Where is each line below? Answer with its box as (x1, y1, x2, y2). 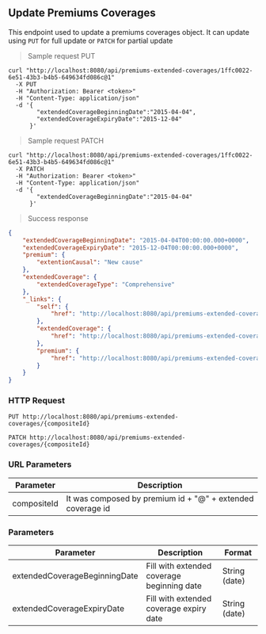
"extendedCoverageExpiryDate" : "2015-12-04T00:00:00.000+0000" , (22, 243, 239, 252)
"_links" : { (22, 295, 62, 304)
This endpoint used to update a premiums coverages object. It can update (8, 27, 249, 36)
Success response (27, 213, 89, 223)
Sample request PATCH (27, 136, 104, 145)
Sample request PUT (27, 51, 96, 60)
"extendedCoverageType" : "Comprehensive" (36, 281, 176, 288)
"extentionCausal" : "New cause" (36, 258, 144, 266)
